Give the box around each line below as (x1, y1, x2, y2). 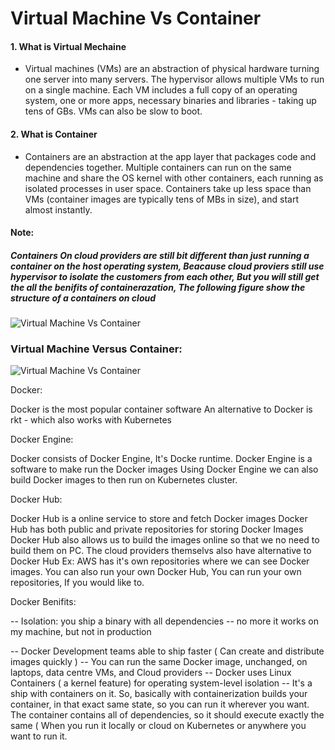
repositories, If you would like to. (10, 577, 145, 589)
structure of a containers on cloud (10, 292, 157, 304)
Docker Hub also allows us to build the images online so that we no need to (10, 534, 320, 546)
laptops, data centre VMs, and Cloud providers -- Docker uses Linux (10, 667, 292, 679)
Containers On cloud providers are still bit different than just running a (10, 249, 310, 261)
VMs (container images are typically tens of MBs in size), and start (24, 193, 299, 205)
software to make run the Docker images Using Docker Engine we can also (10, 463, 319, 476)
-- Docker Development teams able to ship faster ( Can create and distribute (10, 645, 325, 657)
